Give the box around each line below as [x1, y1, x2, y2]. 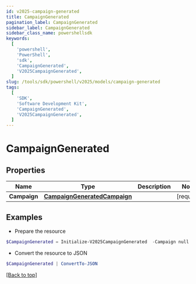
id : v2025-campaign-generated [6, 8, 80, 15]
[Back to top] [6, 271, 37, 278]
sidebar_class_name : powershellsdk [6, 30, 93, 36]
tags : [6, 85, 19, 90]
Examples [6, 212, 43, 222]
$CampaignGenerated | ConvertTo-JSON [6, 261, 98, 267]
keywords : [6, 36, 30, 41]
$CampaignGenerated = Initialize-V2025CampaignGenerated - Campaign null [6, 239, 190, 245]
